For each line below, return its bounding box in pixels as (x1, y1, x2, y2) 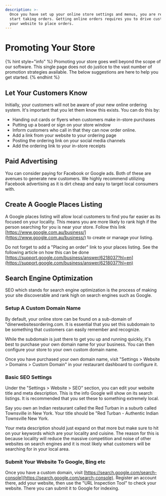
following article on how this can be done (5, 249, 89, 255)
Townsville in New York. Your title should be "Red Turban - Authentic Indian (5, 411, 159, 416)
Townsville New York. (5, 415, 49, 421)
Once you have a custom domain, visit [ (5, 470, 85, 476)
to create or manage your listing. (87, 234, 154, 240)
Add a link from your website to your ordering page (12, 132, 117, 138)
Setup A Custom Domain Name (5, 305, 81, 312)
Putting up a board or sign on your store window (12, 122, 111, 127)
